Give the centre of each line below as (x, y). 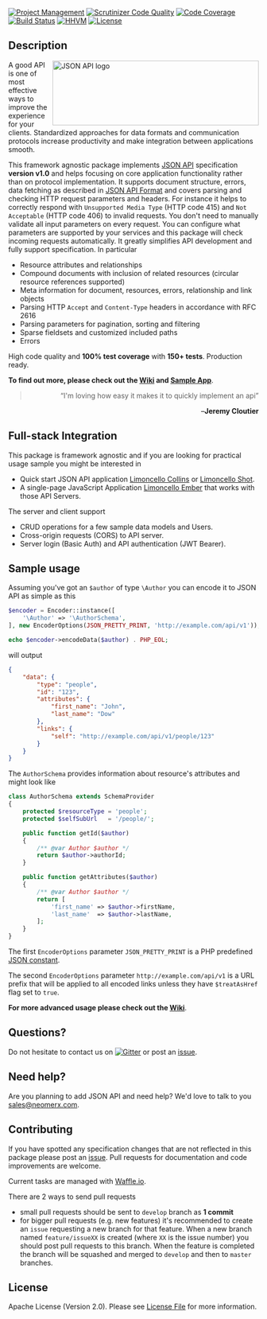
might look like (32, 782)
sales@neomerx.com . (44, 1104)
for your (21, 124)
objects (32, 298)
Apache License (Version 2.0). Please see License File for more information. (133, 1307)
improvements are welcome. (55, 1165)
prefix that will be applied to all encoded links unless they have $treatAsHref (133, 984)
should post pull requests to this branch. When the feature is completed (137, 1246)
